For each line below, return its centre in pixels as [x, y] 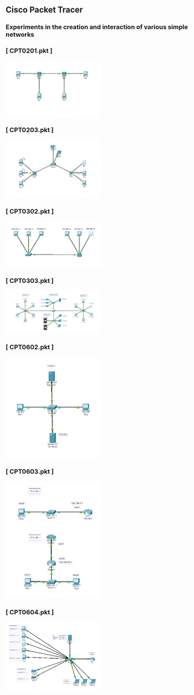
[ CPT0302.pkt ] [30, 211]
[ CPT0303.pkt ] [30, 281]
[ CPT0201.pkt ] [29, 51]
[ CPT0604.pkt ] [30, 612]
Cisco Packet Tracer [44, 10]
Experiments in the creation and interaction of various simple [97, 27]
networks [20, 34]
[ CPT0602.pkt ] [30, 347]
